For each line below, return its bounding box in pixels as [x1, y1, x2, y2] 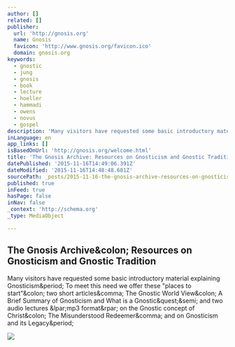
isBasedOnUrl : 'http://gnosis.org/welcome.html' [7, 147, 152, 154]
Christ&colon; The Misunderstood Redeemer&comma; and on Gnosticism [7, 311, 218, 320]
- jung [13, 69, 33, 76]
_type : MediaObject [7, 212, 64, 219]
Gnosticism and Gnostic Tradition [7, 255, 157, 267]
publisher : [7, 23, 39, 30]
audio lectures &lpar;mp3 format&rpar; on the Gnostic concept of [7, 304, 195, 312]
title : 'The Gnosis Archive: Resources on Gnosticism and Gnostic [7, 154, 205, 161]
